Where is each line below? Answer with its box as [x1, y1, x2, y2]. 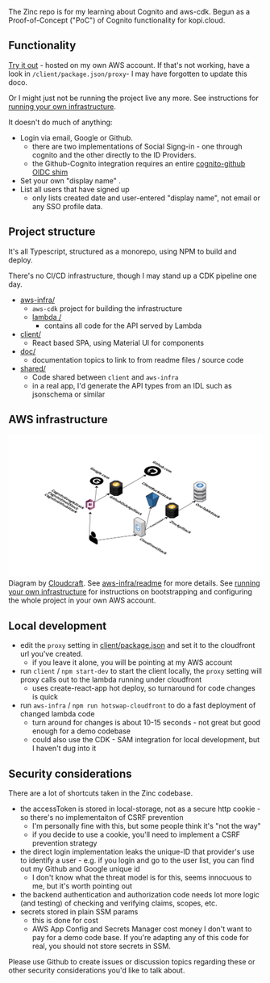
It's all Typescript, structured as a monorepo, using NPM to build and [8, 246, 237, 256]
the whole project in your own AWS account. [8, 595, 156, 605]
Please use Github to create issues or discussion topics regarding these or [8, 957, 255, 967]
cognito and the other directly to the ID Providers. [31, 149, 197, 160]
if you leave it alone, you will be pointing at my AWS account [31, 657, 233, 667]
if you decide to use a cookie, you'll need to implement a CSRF [31, 830, 240, 839]
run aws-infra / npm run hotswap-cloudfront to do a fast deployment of [19, 700, 256, 710]
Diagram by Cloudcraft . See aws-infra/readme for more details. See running [8, 578, 260, 588]
